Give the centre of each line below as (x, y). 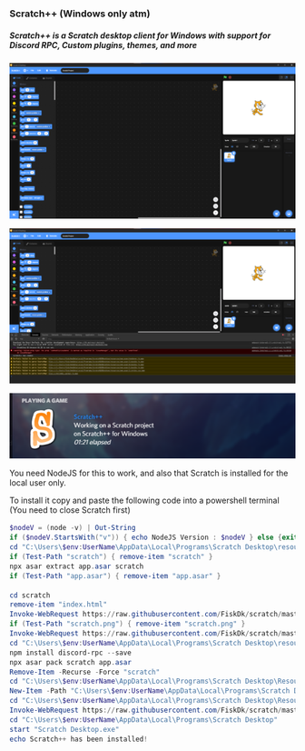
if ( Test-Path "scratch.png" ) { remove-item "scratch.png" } (128, 624)
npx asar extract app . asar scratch (77, 566)
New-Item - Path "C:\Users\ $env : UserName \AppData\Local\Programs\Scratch (150, 691)
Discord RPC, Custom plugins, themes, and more (103, 45)
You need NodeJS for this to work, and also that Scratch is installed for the (149, 473)
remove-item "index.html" (58, 605)
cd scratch (30, 595)
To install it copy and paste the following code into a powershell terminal (144, 501)
